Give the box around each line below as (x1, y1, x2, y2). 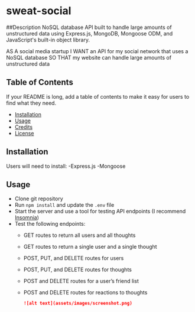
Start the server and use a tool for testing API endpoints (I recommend (14, 208, 186, 215)
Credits (14, 123, 33, 131)
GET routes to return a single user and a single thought (23, 243, 158, 251)
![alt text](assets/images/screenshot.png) (23, 300, 133, 307)
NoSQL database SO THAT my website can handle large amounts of (6, 54, 172, 61)
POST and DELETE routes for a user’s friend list (23, 278, 139, 285)
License (14, 129, 34, 136)
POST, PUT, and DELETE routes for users (23, 255, 124, 262)
